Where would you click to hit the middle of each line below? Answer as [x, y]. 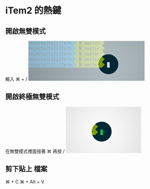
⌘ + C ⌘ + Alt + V [25, 182]
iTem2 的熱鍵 [33, 11]
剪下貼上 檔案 [26, 169]
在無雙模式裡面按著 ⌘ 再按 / [35, 151]
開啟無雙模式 [26, 31]
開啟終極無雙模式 [32, 97]
